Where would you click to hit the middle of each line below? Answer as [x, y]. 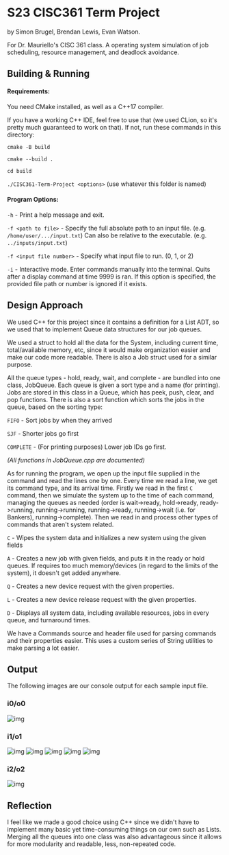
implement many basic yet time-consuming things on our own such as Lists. [114, 830]
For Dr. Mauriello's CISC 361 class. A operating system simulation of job [108, 45]
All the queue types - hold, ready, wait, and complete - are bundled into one [114, 377]
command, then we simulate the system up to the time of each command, [111, 495]
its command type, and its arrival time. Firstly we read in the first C [100, 488]
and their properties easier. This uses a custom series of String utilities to [110, 640]
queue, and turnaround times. [49, 620]
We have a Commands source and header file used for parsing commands [112, 633]
